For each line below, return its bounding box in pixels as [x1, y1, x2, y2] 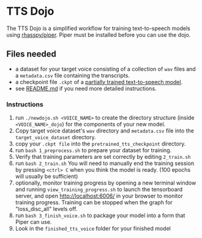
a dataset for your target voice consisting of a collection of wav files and [15, 65, 196, 72]
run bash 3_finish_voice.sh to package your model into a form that [15, 212, 185, 219]
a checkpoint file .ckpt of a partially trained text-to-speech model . [15, 78, 183, 85]
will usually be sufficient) [15, 173, 78, 180]
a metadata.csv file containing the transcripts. [15, 72, 130, 79]
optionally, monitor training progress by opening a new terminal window [15, 179, 196, 186]
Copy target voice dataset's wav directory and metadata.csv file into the [15, 127, 195, 134]
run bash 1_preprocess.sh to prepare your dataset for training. [15, 147, 172, 154]
